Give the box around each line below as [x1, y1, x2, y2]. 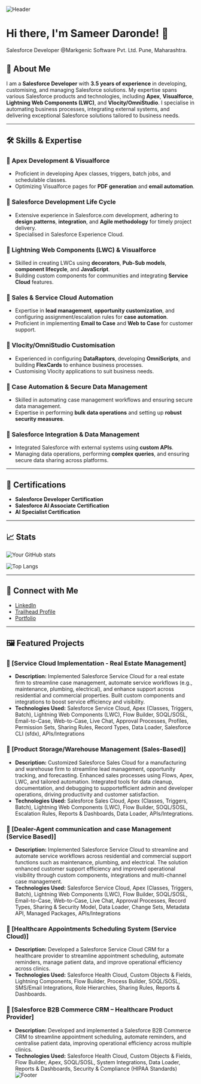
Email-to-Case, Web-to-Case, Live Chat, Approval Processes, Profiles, [14, 717, 189, 724]
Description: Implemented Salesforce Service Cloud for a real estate [14, 673, 184, 680]
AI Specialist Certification [14, 508, 81, 516]
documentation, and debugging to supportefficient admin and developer [14, 784, 193, 792]
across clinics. [14, 965, 51, 972]
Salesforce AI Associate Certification [14, 502, 109, 510]
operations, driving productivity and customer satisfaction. [14, 790, 160, 798]
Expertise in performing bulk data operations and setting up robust [14, 409, 182, 416]
